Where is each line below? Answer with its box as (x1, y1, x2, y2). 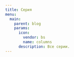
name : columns (23, 40, 52, 45)
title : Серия (5, 7, 32, 12)
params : (14, 26, 30, 31)
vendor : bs (23, 35, 46, 40)
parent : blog (14, 21, 41, 26)
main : (9, 16, 21, 21)
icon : (18, 30, 30, 35)
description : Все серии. (18, 44, 70, 49)
